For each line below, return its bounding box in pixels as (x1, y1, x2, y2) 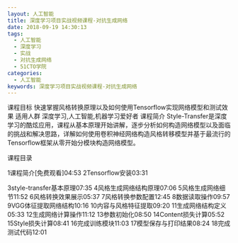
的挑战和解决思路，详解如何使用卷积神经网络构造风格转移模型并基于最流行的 (7, 130, 231, 138)
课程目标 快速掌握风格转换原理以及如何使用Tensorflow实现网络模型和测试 (7, 103, 222, 112)
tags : (7, 30, 23, 38)
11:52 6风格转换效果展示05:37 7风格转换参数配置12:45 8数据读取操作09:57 (13, 193, 230, 201)
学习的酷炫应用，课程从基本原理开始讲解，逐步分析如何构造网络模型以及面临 (7, 121, 231, 130)
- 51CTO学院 (13, 63, 47, 70)
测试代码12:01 (7, 228, 47, 237)
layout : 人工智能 (7, 10, 55, 18)
